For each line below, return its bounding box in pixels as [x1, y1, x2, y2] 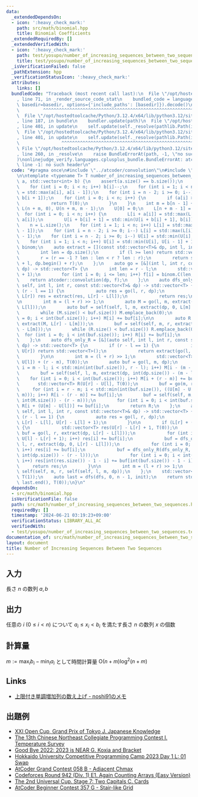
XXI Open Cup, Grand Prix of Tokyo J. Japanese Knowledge [14, 727, 161, 735]
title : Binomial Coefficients [16, 31, 91, 37]
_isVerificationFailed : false [11, 63, 85, 70]
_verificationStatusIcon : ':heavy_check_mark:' [11, 74, 131, 80]
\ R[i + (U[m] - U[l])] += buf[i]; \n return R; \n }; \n [16, 403, 181, 409]
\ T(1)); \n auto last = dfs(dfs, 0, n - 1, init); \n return [16, 474, 183, 480]
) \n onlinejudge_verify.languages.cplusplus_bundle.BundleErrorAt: [16, 157, 183, 163]
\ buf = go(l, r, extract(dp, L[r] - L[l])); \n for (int [16, 431, 189, 436]
